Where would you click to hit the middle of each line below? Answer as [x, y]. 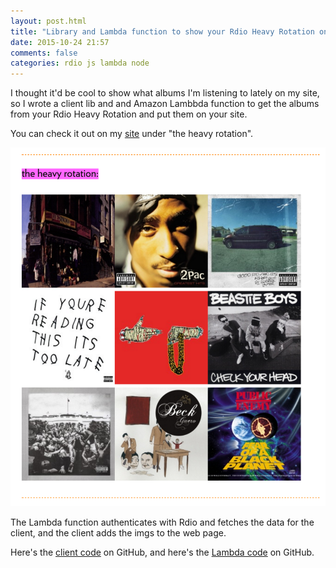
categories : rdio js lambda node [80, 63]
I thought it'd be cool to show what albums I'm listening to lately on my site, [165, 93]
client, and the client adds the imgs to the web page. [118, 532]
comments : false [44, 53]
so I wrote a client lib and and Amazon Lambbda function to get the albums [165, 104]
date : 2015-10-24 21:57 [60, 42]
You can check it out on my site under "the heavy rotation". [132, 134]
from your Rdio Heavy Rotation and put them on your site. [129, 114]
